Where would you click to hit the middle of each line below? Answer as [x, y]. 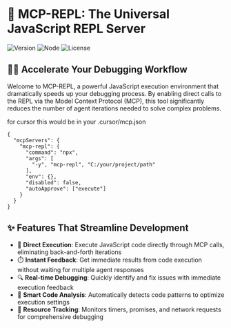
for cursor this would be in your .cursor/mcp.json [77, 122]
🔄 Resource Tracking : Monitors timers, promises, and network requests [119, 309]
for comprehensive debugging [60, 316]
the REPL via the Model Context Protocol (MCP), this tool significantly [106, 101]
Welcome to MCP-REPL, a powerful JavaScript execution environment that [113, 86]
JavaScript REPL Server [77, 29]
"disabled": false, [53, 182]
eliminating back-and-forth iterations [69, 252]
